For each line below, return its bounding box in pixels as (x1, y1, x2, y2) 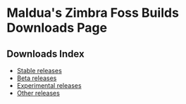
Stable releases (16, 67, 63, 74)
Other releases (16, 89, 61, 97)
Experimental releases (16, 82, 82, 89)
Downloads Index (6, 48, 85, 60)
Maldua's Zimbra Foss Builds (6, 5, 179, 21)
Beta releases (16, 74, 57, 82)
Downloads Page (6, 20, 107, 36)
